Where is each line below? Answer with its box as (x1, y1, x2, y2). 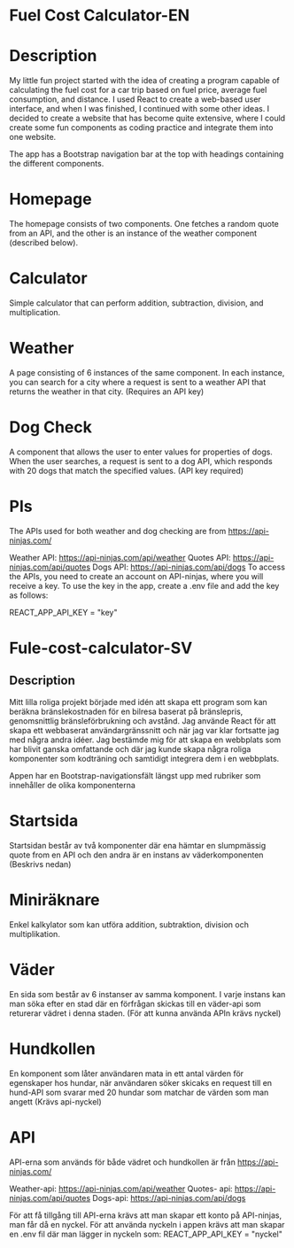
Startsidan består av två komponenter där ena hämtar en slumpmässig (9, 840, 267, 850)
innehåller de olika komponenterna (9, 779, 135, 790)
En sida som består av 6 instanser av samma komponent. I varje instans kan (9, 988, 286, 999)
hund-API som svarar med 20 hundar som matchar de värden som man (9, 1087, 269, 1097)
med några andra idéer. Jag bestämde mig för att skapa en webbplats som (9, 734, 282, 745)
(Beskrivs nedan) (9, 858, 72, 869)
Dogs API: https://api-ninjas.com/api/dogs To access (92, 562, 286, 572)
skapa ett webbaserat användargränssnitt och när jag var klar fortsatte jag (9, 725, 280, 735)
